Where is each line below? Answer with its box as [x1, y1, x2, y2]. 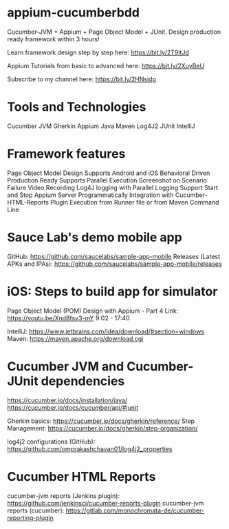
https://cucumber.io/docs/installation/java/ [7, 396, 128, 404]
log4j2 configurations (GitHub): [7, 437, 96, 446]
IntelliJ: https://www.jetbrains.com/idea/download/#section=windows [7, 327, 205, 335]
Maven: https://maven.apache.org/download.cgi [7, 334, 144, 342]
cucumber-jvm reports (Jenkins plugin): [7, 491, 120, 500]
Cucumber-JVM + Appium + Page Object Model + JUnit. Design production [7, 28, 221, 36]
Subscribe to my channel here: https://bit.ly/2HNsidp [7, 74, 157, 83]
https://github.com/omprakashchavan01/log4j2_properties [7, 444, 173, 453]
